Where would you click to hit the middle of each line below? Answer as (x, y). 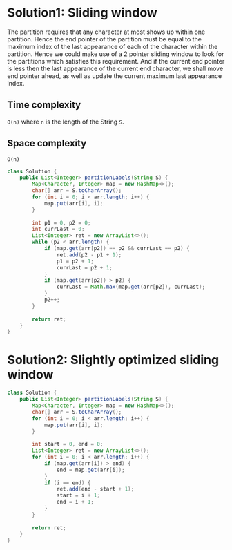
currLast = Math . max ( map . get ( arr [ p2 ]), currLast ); (131, 287)
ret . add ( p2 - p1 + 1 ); (89, 255)
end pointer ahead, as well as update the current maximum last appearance (115, 76)
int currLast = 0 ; (58, 229)
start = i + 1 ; (78, 495)
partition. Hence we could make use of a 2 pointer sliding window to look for (116, 54)
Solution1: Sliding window (82, 13)
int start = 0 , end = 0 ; (68, 444)
